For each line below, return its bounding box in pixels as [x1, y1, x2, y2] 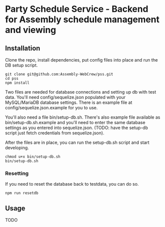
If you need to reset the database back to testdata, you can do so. [5, 181, 139, 187]
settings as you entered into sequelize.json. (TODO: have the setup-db [5, 125, 148, 130]
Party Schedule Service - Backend [5, 3, 149, 15]
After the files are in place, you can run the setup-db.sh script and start [5, 139, 150, 145]
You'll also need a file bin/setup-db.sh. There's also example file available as [5, 114, 161, 120]
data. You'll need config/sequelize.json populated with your [5, 95, 126, 100]
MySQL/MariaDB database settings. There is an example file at [5, 99, 132, 105]
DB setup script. [5, 63, 38, 68]
